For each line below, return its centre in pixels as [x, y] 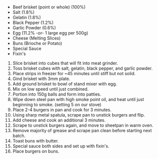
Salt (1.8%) [23, 12]
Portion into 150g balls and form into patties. [57, 94]
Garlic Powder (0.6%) [34, 28]
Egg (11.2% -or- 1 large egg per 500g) [50, 33]
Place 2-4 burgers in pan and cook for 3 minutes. [62, 110]
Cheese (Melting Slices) [36, 38]
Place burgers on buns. [36, 151]
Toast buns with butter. [35, 141]
